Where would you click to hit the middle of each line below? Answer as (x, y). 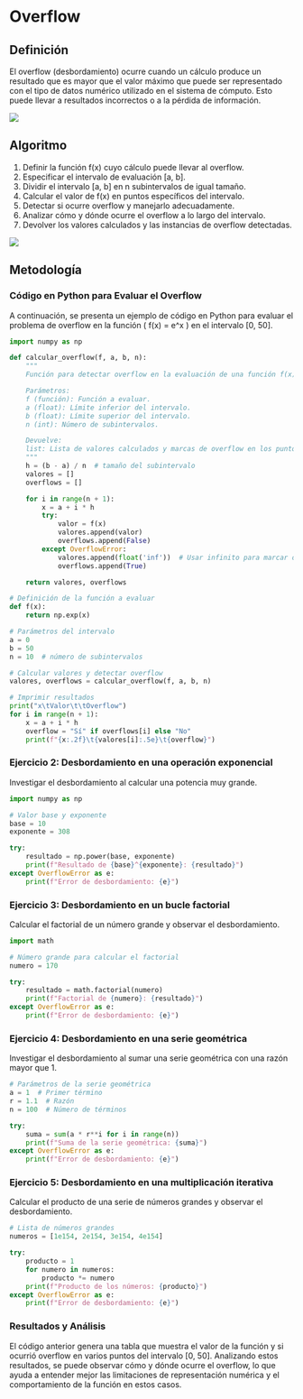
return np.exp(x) (58, 615)
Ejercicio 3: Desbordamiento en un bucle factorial (119, 905)
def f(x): (28, 607)
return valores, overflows (76, 582)
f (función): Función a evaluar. (88, 399)
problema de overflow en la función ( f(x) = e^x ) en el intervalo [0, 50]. (141, 325)
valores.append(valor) (100, 533)
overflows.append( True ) (102, 566)
